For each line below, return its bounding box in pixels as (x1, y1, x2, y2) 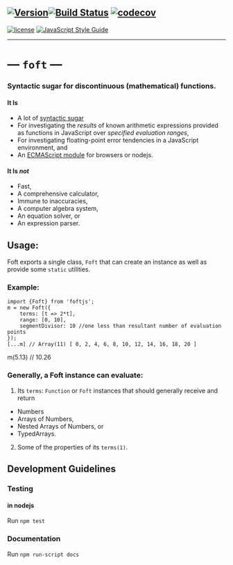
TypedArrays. (17, 429, 57, 438)
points (7, 328, 26, 336)
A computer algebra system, (17, 205, 98, 213)
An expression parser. (17, 219, 80, 228)
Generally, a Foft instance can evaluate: (7, 370, 144, 380)
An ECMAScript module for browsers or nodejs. (17, 151, 154, 159)
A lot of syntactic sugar (17, 114, 85, 122)
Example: (7, 282, 40, 292)
